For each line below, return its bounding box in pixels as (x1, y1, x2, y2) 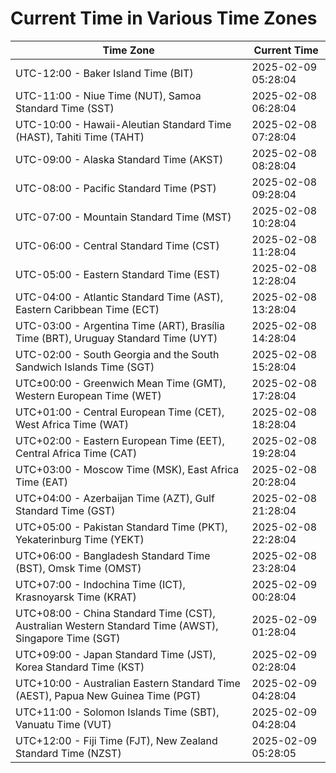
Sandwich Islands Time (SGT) (15, 360, 155, 374)
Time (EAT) (15, 475, 68, 489)
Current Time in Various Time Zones (10, 7, 318, 30)
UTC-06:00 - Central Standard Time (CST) (15, 238, 220, 252)
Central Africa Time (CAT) (15, 446, 138, 460)
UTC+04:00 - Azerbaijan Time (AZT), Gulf (15, 491, 215, 505)
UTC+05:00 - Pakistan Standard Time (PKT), (15, 520, 228, 534)
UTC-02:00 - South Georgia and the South (15, 347, 220, 361)
